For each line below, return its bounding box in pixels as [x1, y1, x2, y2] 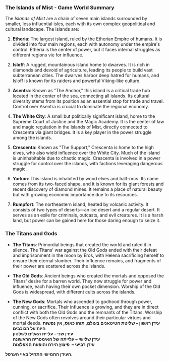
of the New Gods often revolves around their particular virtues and [12, 314, 151, 321]
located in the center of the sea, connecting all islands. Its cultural [12, 93, 150, 99]
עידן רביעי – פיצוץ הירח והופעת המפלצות [12, 341, 95, 347]
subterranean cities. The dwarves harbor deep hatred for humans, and [12, 73, 159, 79]
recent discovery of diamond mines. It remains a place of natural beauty [12, 186, 162, 192]
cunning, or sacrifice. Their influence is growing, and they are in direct [12, 304, 159, 310]
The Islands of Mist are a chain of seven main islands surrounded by [5, 16, 148, 22]
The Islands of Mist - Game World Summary [5, 4, 115, 11]
